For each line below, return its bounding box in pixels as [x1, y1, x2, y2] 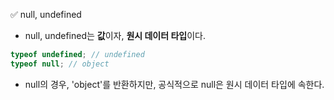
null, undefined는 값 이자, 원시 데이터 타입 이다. [24, 30, 206, 41]
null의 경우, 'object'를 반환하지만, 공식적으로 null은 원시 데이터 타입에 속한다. [24, 78, 325, 90]
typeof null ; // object [10, 59, 110, 69]
